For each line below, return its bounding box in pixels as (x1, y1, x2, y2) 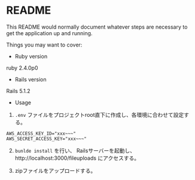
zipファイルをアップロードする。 (14, 167, 96, 174)
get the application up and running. (6, 29, 93, 36)
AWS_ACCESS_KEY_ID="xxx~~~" (6, 131, 77, 136)
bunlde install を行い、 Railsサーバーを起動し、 (14, 147, 136, 154)
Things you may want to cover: (6, 41, 83, 48)
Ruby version (14, 52, 48, 60)
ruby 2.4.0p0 (6, 64, 38, 72)
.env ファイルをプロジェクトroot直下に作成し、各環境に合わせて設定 (14, 111, 184, 118)
